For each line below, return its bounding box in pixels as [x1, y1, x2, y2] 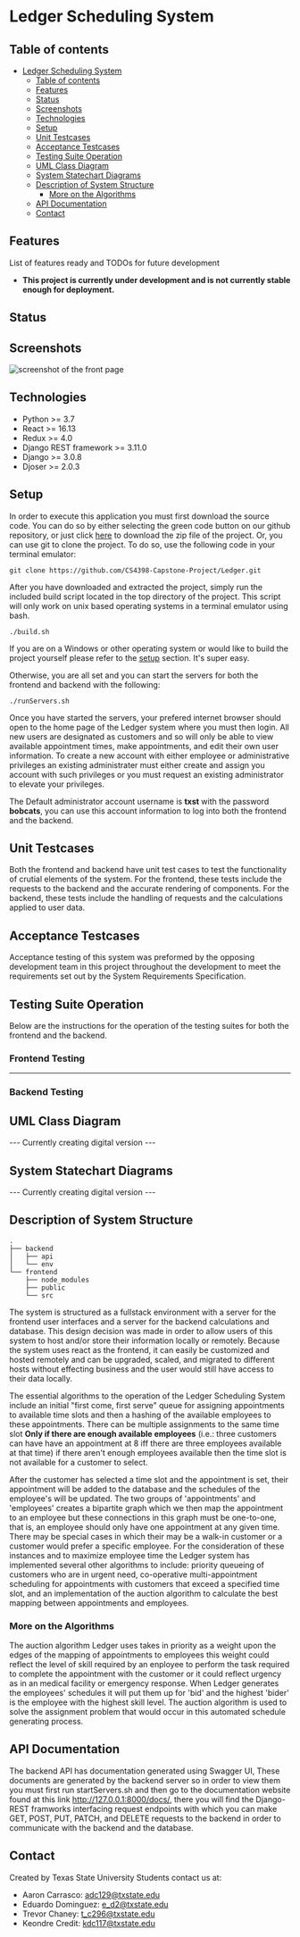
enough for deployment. [21, 284, 115, 295]
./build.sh [9, 627, 50, 636]
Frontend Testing [9, 1052, 86, 1065]
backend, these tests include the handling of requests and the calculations [9, 893, 284, 904]
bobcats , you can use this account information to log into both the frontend [9, 806, 287, 816]
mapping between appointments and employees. [9, 1597, 189, 1608]
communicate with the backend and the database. [9, 1822, 194, 1833]
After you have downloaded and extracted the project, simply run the [9, 581, 263, 592]
